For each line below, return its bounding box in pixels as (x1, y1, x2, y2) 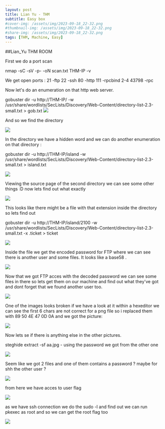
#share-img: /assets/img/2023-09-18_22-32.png (5, 30, 103, 35)
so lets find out (5, 210, 36, 216)
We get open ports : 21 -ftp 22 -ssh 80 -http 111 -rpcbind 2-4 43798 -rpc (5, 77, 154, 83)
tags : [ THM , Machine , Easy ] (5, 35, 63, 40)
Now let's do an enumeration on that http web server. (5, 87, 114, 93)
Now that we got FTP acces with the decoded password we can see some (5, 273, 157, 279)
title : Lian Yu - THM (5, 12, 50, 17)
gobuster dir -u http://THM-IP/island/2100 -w (5, 219, 98, 226)
